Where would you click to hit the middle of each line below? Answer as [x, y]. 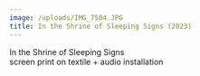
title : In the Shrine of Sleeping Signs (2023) [101, 26]
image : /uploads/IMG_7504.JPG [67, 18]
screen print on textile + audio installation [86, 62]
